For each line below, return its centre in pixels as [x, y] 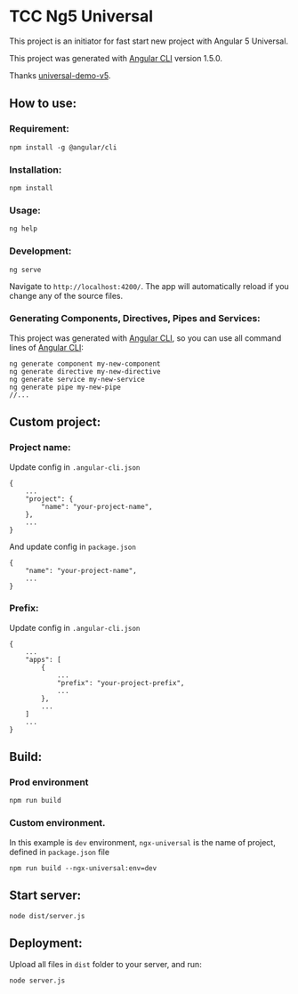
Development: [40, 251]
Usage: [25, 210]
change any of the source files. [66, 295]
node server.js [37, 981]
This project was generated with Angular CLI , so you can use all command [145, 338]
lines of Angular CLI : [47, 347]
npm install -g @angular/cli [63, 147]
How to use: [43, 104]
